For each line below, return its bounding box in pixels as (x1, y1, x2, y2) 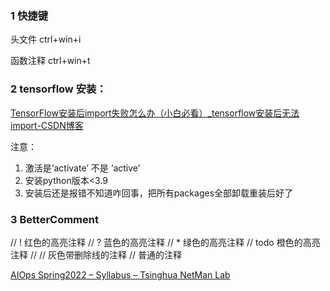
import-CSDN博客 (10, 119, 84, 131)
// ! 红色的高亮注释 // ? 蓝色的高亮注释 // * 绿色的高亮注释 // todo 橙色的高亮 (10, 236, 321, 248)
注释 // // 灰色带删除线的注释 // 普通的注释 (10, 248, 182, 261)
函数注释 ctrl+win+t (10, 55, 91, 67)
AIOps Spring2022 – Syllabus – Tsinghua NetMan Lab (10, 268, 231, 281)
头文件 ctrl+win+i (10, 33, 82, 46)
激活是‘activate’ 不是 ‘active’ (24, 162, 141, 174)
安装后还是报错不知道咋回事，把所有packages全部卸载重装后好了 (24, 187, 294, 199)
